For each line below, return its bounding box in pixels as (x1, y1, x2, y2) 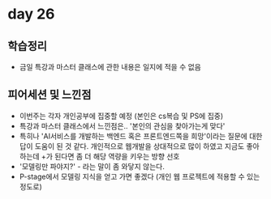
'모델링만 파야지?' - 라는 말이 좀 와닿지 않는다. (19, 161, 166, 171)
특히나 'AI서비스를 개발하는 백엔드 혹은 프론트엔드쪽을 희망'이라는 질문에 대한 (19, 131, 263, 141)
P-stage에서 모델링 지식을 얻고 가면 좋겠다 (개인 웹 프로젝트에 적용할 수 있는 (19, 171, 260, 181)
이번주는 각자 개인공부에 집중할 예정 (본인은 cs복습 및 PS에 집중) (19, 111, 224, 121)
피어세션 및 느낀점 (7, 88, 92, 102)
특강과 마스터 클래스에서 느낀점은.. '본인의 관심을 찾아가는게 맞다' (19, 121, 226, 130)
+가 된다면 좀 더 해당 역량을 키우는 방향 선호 (41, 151, 180, 161)
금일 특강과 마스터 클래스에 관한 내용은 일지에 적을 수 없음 (19, 62, 202, 71)
